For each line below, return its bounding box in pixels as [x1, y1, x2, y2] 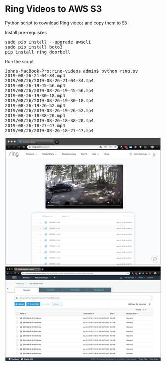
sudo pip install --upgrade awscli [5, 39, 91, 45]
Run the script [5, 58, 34, 64]
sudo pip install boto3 [5, 44, 63, 50]
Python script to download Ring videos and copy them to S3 [5, 20, 127, 26]
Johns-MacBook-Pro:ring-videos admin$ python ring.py [5, 68, 138, 73]
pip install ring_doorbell [5, 49, 71, 55]
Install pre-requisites [5, 29, 47, 35]
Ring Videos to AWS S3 [5, 3, 102, 15]
